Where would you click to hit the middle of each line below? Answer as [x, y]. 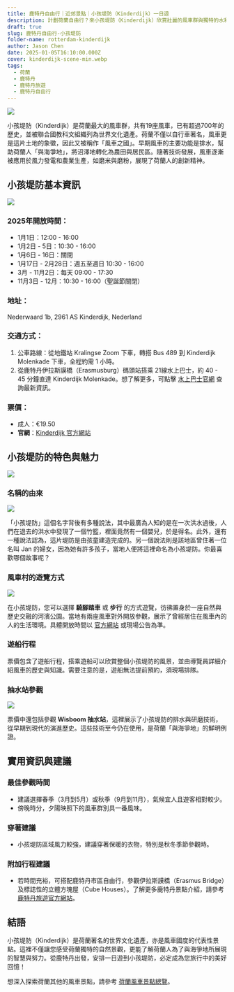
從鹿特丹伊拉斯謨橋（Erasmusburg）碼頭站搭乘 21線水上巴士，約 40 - [117, 370]
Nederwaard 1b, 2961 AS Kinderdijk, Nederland [75, 317]
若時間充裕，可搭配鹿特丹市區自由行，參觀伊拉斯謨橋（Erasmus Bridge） [121, 881]
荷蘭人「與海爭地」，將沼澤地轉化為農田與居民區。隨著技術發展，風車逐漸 [118, 152]
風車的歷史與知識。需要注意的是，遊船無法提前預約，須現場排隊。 [108, 670]
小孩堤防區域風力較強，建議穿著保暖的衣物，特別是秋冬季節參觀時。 [115, 844]
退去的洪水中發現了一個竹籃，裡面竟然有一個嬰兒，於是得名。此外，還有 [123, 531]
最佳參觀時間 [29, 782]
